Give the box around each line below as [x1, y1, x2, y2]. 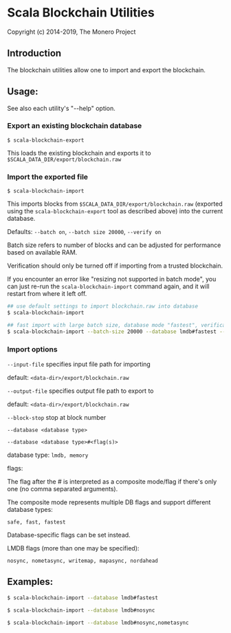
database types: [7, 505, 53, 513]
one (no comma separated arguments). [7, 484, 118, 493]
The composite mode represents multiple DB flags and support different [7, 497, 211, 506]
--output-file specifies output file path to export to [7, 387, 154, 395]
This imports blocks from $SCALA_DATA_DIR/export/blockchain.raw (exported [7, 200, 223, 208]
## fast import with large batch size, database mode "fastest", [7, 321, 198, 328]
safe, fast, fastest [7, 518, 67, 526]
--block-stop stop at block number [7, 413, 107, 421]
